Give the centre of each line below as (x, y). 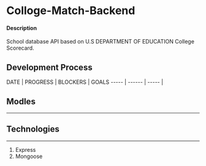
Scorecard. (21, 48)
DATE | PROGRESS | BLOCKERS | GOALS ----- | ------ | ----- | (85, 82)
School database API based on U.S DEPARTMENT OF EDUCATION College (101, 42)
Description (22, 28)
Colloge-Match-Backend (71, 11)
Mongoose (29, 156)
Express (25, 149)
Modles (21, 101)
